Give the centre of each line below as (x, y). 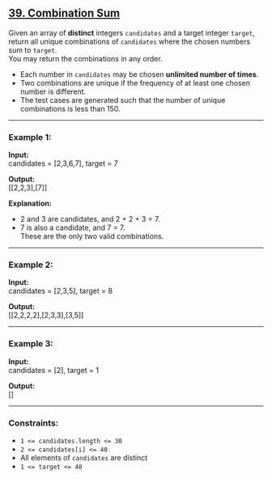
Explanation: (30, 203)
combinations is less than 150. (70, 108)
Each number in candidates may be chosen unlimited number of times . (139, 74)
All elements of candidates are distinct (84, 458)
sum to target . (33, 50)
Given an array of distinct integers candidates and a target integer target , (132, 32)
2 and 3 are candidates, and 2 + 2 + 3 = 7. (90, 219)
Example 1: (30, 137)
